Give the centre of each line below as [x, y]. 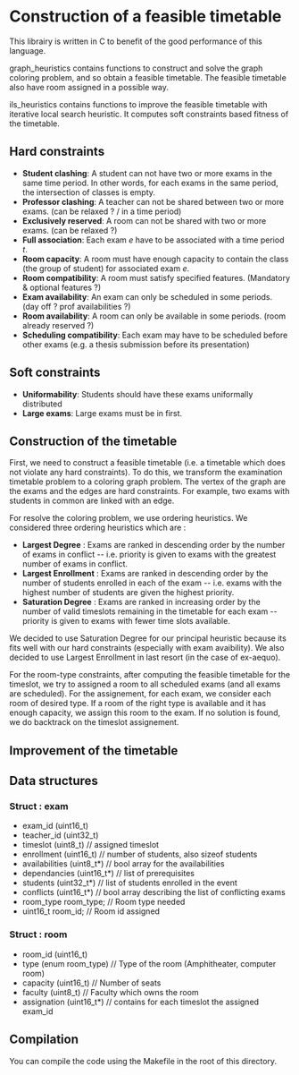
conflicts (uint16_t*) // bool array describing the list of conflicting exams [154, 892]
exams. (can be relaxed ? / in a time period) [102, 211]
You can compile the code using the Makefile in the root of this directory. [143, 1061]
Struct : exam [39, 806]
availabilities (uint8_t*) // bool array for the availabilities [123, 864]
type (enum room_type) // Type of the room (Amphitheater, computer [149, 963]
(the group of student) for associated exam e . [106, 268]
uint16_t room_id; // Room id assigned [91, 911]
